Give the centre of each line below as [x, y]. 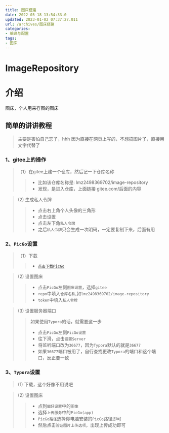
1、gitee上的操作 [26, 160]
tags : [11, 39]
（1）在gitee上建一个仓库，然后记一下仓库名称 [66, 171]
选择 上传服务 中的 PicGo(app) [66, 412]
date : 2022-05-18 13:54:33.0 [36, 15]
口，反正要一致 [53, 358]
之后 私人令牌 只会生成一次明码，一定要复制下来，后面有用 [96, 229]
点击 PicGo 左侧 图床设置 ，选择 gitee [72, 287]
